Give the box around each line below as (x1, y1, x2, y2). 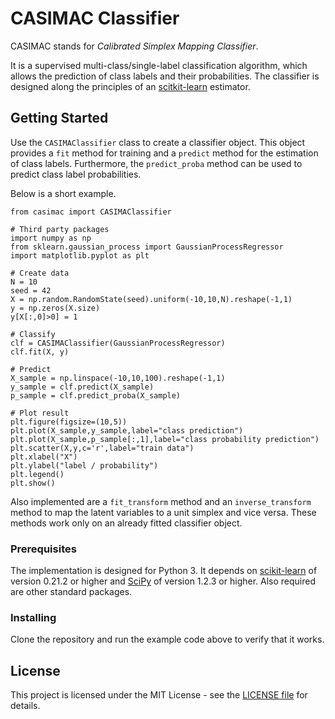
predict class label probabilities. (10, 168, 142, 180)
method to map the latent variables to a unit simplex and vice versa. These (10, 506, 317, 518)
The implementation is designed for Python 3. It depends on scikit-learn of (10, 565, 318, 577)
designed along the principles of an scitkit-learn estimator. (10, 80, 251, 92)
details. (10, 700, 41, 712)
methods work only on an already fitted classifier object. (10, 517, 243, 529)
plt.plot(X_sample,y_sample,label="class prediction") (10, 425, 244, 436)
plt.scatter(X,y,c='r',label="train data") (10, 443, 195, 453)
